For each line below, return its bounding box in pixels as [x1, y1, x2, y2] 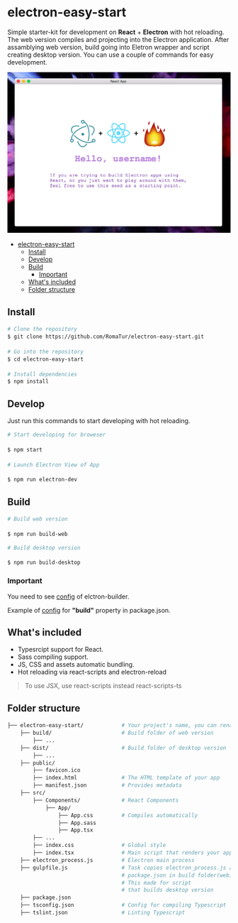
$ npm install [7, 378, 50, 386]
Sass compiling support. [17, 652, 89, 661]
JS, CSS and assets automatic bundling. [17, 660, 135, 669]
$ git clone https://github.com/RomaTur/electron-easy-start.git [7, 333, 204, 341]
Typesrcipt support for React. [17, 645, 104, 654]
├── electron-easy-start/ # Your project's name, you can [7, 722, 217, 729]
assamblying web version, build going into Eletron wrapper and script [7, 43, 210, 51]
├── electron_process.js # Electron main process [20, 856, 195, 863]
